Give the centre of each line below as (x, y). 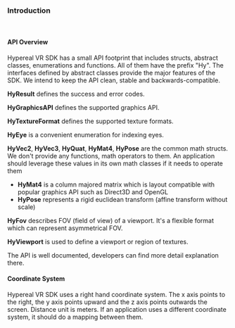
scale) (26, 207)
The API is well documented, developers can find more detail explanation (113, 255)
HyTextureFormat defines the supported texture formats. (90, 121)
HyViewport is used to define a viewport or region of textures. (98, 241)
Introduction (29, 11)
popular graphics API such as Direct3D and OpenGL (93, 191)
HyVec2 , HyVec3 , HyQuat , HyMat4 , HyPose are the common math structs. (118, 148)
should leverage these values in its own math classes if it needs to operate (115, 163)
